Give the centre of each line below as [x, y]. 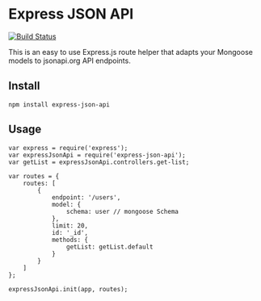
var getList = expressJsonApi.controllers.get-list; [99, 162]
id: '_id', [70, 232]
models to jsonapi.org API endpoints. [69, 61]
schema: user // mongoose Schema [122, 211]
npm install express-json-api [59, 105]
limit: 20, [70, 226]
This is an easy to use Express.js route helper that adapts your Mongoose [130, 52]
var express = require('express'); [68, 148]
